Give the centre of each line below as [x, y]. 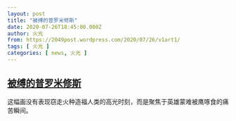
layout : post [26, 14]
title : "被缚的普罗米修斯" [42, 20]
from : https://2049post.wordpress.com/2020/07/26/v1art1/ [94, 40]
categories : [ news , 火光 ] [47, 53]
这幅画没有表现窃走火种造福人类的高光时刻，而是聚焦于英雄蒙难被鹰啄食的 [115, 101]
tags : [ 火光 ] [28, 46]
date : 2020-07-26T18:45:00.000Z [54, 27]
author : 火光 [25, 33]
